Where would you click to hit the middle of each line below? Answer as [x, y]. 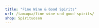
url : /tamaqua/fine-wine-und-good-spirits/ [50, 14]
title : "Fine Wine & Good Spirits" [41, 9]
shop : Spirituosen [24, 18]
